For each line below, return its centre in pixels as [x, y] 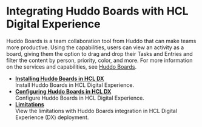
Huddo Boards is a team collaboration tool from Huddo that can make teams [101, 41]
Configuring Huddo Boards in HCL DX [63, 91]
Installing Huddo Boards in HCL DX [59, 78]
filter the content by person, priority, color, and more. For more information [99, 60]
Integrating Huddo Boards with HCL [98, 11]
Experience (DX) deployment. [52, 117]
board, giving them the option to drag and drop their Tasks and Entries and [99, 53]
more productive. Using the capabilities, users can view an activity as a [95, 47]
